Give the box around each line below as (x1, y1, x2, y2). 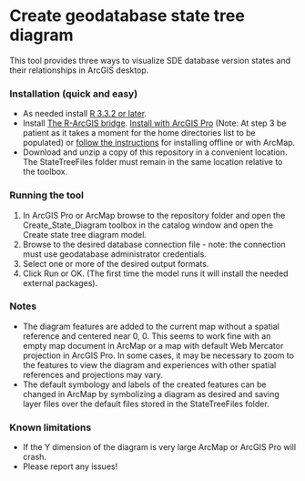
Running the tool (9, 189, 85, 201)
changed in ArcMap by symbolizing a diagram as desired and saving (22, 388, 280, 399)
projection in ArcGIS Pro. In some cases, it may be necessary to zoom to (22, 350, 294, 361)
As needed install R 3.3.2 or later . (22, 108, 147, 119)
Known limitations (9, 421, 92, 434)
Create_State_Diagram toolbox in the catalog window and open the (22, 220, 273, 230)
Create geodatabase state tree (9, 5, 246, 26)
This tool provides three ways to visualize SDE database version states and (9, 55, 291, 66)
